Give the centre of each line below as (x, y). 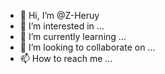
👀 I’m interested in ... (62, 26)
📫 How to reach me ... (66, 58)
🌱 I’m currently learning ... (73, 36)
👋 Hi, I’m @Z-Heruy (59, 15)
